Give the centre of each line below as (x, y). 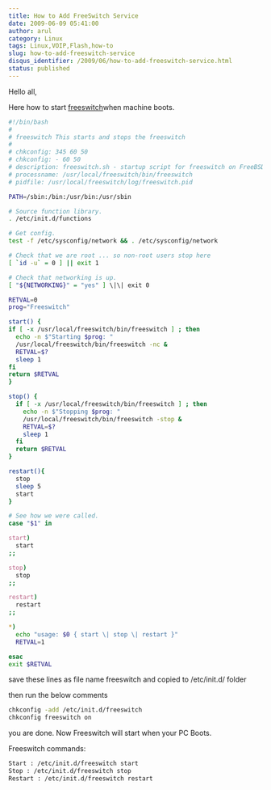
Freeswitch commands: (47, 749)
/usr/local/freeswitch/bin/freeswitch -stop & (102, 419)
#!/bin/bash (28, 122)
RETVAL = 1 (30, 642)
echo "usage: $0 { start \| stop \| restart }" (97, 634)
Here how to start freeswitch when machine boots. (92, 107)
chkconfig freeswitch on (50, 718)
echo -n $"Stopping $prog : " (72, 412)
